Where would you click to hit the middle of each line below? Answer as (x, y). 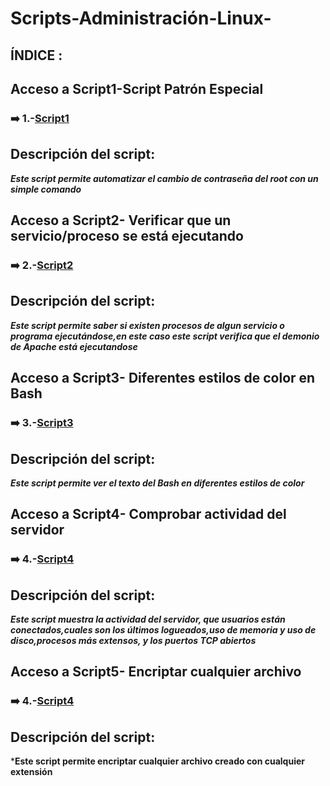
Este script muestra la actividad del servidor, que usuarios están (148, 619)
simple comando (46, 189)
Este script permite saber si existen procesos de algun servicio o (147, 325)
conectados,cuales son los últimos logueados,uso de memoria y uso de (163, 630)
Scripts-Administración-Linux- (141, 18)
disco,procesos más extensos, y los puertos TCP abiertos (133, 641)
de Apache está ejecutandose (74, 346)
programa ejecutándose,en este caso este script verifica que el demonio (165, 336)
